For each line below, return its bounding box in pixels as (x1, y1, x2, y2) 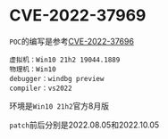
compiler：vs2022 (9, 84, 73, 93)
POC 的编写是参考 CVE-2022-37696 (9, 36, 134, 46)
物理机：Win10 (9, 64, 56, 74)
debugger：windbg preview (9, 74, 105, 83)
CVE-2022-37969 (9, 5, 147, 26)
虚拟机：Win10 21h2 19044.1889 (9, 55, 121, 64)
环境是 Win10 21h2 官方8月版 (9, 100, 110, 111)
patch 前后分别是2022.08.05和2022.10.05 (9, 119, 160, 130)
